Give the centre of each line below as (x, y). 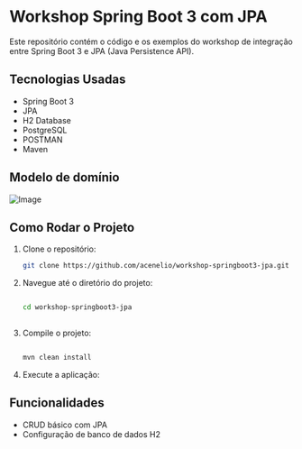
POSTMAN (42, 139)
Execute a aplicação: (61, 374)
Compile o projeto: (57, 333)
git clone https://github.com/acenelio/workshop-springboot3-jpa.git (156, 266)
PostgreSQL (45, 130)
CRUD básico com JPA (65, 425)
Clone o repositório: (59, 249)
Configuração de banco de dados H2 (91, 434)
